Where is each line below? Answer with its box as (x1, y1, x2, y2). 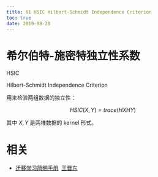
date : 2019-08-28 (6, 20, 51, 26)
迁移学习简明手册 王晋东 (15, 164, 78, 172)
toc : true (6, 15, 32, 21)
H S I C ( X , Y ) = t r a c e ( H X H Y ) (69, 106, 137, 114)
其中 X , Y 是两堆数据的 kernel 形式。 (6, 119, 97, 127)
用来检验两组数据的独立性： (6, 94, 77, 101)
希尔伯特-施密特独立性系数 (6, 49, 141, 63)
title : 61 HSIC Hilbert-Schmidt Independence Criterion (6, 9, 152, 15)
